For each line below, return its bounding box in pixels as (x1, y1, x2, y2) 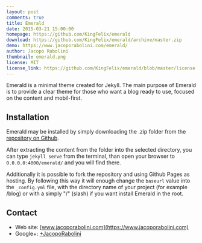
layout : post (6, 8, 39, 15)
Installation (6, 112, 49, 122)
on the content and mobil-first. (6, 94, 83, 102)
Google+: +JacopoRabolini (14, 230, 81, 237)
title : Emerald (6, 20, 45, 26)
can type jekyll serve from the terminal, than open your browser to (6, 152, 175, 160)
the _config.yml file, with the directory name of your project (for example (6, 184, 188, 191)
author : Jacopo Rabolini (6, 48, 69, 54)
